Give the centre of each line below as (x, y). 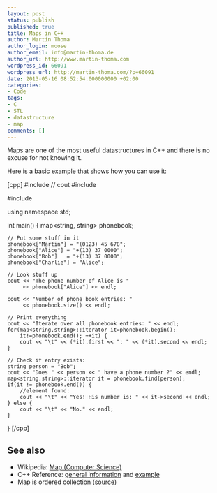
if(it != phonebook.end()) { (50, 385)
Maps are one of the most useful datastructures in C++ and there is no (109, 150)
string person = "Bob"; (42, 367)
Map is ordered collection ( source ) (67, 482)
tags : (15, 98)
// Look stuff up (32, 275)
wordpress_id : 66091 (37, 66)
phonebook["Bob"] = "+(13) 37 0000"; (65, 257)
